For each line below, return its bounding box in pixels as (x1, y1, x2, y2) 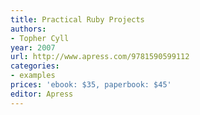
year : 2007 (10, 42, 56, 53)
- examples (10, 71, 56, 81)
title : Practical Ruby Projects (10, 14, 145, 25)
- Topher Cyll (10, 33, 70, 43)
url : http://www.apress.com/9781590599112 (10, 52, 190, 62)
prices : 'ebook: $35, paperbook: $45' (10, 80, 172, 90)
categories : (10, 61, 60, 71)
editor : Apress (10, 89, 74, 99)
